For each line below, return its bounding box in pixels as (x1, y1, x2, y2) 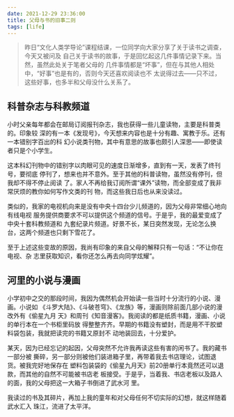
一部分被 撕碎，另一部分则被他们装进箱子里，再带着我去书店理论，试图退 (7, 353, 217, 361)
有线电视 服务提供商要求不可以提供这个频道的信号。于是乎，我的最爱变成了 (7, 211, 223, 220)
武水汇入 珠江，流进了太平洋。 (7, 402, 95, 410)
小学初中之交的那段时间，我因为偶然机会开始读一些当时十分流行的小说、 (7, 294, 214, 302)
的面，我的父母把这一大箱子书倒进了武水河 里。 (7, 379, 143, 387)
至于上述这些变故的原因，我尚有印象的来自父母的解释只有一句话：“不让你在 (7, 243, 224, 252)
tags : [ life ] (7, 23, 45, 30)
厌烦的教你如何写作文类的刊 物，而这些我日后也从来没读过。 (13, 188, 186, 196)
